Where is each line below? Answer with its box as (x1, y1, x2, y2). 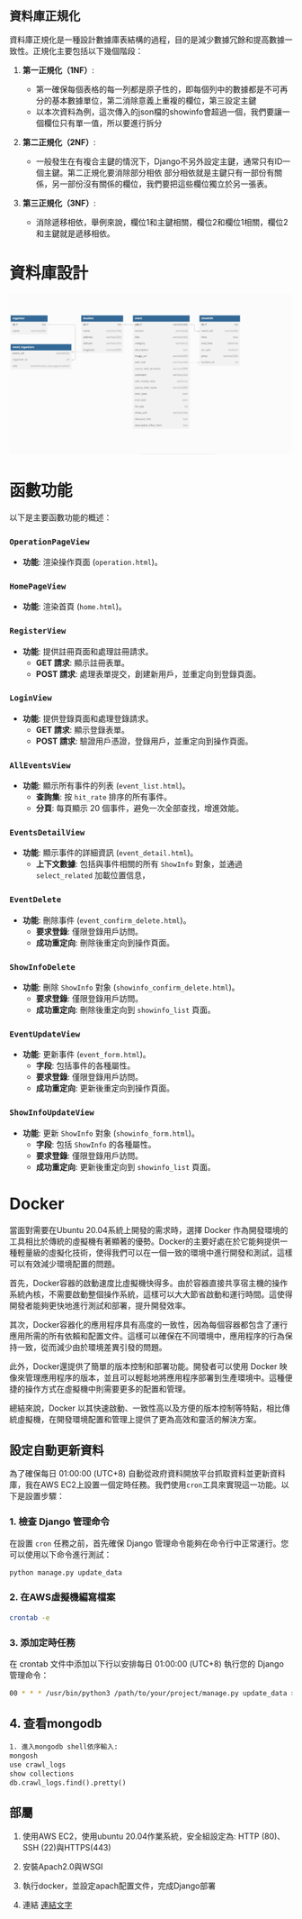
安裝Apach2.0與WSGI (22, 1860, 103, 1872)
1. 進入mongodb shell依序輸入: (9, 1742, 119, 1751)
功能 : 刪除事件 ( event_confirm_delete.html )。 (22, 914, 191, 926)
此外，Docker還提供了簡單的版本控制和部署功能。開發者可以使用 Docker (9, 1360, 278, 1372)
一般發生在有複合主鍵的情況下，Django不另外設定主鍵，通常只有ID (35, 156, 283, 167)
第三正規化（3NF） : (22, 197, 96, 208)
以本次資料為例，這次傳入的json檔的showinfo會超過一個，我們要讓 (35, 106, 283, 117)
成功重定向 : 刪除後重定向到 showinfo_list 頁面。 (35, 1004, 216, 1016)
